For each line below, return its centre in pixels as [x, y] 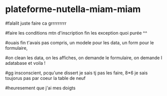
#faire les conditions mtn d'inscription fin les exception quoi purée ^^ [76, 33]
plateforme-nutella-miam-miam [73, 9]
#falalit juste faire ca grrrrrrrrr [36, 23]
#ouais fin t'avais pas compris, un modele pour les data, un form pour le [79, 42]
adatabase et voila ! [26, 63]
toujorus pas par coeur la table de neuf [45, 78]
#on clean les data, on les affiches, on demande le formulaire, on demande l [84, 58]
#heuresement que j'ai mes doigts [40, 88]
